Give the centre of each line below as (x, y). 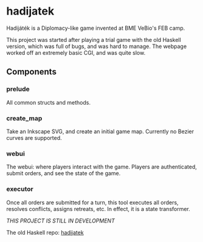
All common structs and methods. (49, 102)
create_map (24, 118)
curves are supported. (34, 137)
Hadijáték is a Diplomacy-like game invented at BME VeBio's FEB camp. (96, 28)
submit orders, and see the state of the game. (64, 173)
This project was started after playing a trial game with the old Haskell (94, 40)
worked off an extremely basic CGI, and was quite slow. (76, 52)
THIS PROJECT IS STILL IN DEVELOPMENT (61, 221)
